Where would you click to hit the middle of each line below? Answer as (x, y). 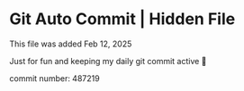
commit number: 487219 (55, 78)
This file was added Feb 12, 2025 (71, 44)
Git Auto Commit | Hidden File (122, 19)
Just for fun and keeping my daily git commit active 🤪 (108, 61)
